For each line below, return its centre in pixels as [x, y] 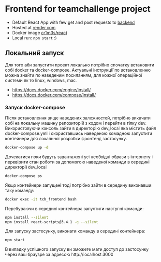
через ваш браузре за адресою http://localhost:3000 [59, 254]
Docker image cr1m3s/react [40, 33]
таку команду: [20, 190]
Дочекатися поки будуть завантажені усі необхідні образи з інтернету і [79, 157]
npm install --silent [27, 217]
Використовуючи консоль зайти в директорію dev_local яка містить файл [80, 128]
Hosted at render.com [34, 27]
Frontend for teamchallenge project [78, 9]
